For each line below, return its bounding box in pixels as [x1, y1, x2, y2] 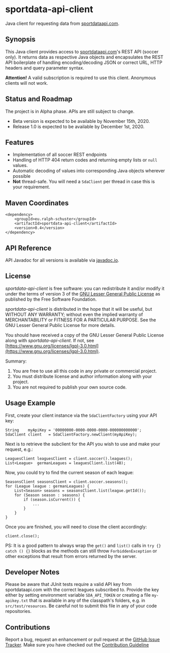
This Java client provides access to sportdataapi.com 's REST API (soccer [5, 48, 159, 54]
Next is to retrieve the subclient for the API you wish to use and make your [5, 441, 161, 447]
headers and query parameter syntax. [5, 64, 85, 71]
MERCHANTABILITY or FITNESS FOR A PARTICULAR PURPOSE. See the [5, 316, 156, 323]
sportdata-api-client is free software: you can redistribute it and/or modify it [5, 285, 165, 291]
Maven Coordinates [5, 199, 69, 207]
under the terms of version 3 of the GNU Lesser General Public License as [5, 290, 161, 297]
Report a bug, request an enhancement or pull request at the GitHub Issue [5, 636, 160, 643]
